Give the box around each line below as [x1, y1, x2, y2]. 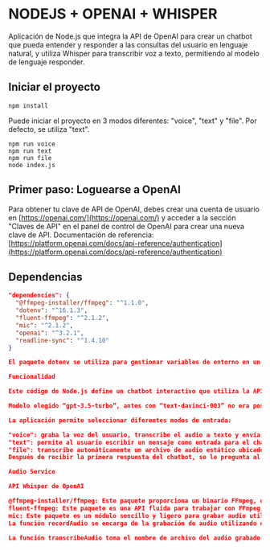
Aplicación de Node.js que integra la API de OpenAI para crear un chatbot [8, 31, 252, 41]
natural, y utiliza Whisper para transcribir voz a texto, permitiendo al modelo [8, 48, 260, 58]
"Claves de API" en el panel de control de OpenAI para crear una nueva [8, 221, 245, 231]
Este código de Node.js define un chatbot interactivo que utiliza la [8, 388, 250, 396]
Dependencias [8, 270, 83, 284]
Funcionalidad [8, 373, 56, 381]
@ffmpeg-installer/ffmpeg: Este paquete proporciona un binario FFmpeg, [8, 497, 257, 505]
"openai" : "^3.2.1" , [15, 329, 84, 337]
